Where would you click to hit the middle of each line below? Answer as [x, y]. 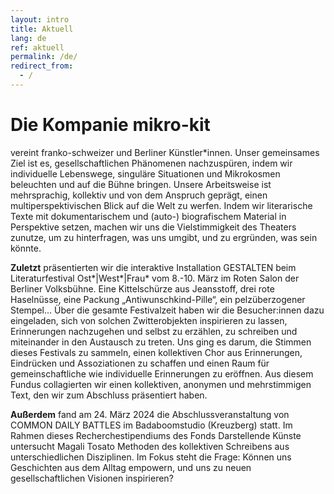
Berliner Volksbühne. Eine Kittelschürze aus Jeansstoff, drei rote [142, 288]
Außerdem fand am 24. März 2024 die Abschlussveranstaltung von [150, 414]
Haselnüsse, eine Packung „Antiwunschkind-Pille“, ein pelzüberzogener [158, 299]
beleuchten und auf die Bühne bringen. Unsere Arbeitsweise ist [141, 184]
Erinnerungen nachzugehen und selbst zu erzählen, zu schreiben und [154, 331]
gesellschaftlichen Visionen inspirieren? [92, 478]
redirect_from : [42, 66]
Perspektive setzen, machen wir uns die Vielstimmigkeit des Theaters [153, 227]
